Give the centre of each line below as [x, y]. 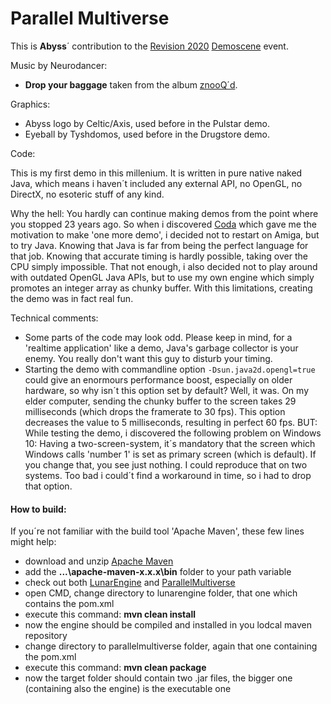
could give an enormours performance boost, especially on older [158, 379]
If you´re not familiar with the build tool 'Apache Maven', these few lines [157, 531]
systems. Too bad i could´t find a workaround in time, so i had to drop [168, 475]
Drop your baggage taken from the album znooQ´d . [131, 84]
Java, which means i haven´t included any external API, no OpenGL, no [156, 183]
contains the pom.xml [69, 604]
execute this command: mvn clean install [110, 614]
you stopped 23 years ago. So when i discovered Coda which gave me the [163, 224]
